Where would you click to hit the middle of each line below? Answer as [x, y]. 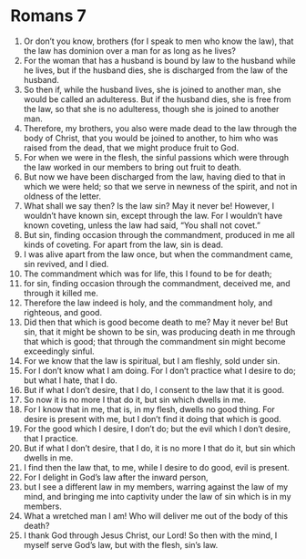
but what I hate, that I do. [70, 380]
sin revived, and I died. [66, 264]
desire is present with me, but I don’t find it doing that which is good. [152, 419]
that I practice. [51, 438]
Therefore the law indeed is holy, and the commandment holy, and [148, 303]
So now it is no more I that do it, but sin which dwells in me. [135, 399]
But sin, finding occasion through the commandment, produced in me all [159, 234]
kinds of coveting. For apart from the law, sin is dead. [123, 244]
